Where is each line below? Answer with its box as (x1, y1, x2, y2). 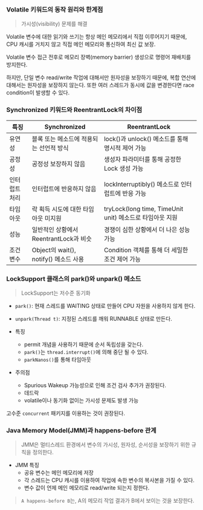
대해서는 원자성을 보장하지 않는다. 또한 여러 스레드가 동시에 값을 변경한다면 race (6, 82, 195, 89)
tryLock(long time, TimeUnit (103, 204, 184, 213)
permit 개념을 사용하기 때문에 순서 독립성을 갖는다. (24, 341, 144, 348)
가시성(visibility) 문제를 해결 (21, 20, 88, 28)
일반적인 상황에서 (31, 225, 79, 234)
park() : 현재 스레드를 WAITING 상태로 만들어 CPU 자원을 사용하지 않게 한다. (14, 302, 196, 309)
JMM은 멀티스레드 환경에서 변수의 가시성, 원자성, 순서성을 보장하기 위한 (21, 441, 190, 448)
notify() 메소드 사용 (31, 255, 85, 263)
